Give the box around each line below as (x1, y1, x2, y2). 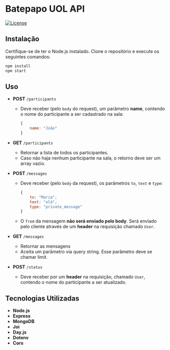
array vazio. (20, 160, 45, 166)
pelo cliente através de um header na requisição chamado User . (20, 224, 155, 230)
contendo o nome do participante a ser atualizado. (20, 279, 127, 285)
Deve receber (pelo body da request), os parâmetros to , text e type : (20, 180, 163, 186)
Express (12, 313, 31, 319)
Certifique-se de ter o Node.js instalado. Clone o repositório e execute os (5, 48, 160, 54)
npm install (5, 63, 31, 69)
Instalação (5, 35, 40, 43)
